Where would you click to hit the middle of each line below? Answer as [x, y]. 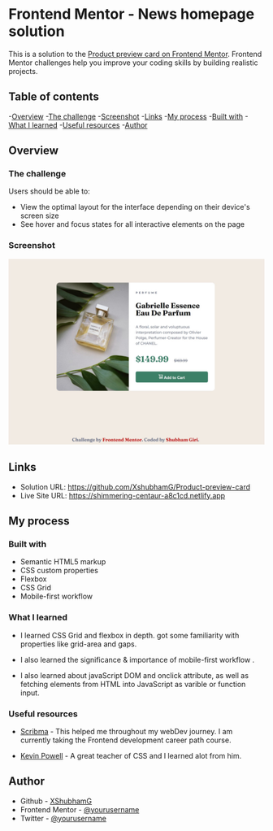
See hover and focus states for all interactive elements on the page [132, 224]
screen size [39, 215]
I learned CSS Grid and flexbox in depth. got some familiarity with [130, 635]
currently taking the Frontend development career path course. [126, 740]
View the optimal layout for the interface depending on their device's [135, 207]
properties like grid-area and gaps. [78, 644]
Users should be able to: [50, 191]
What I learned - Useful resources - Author [78, 125]
